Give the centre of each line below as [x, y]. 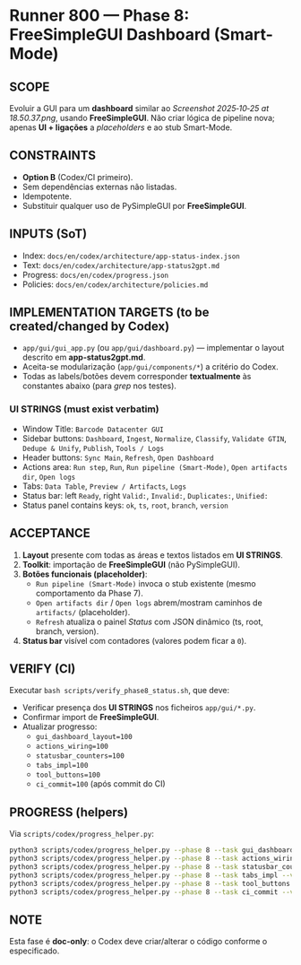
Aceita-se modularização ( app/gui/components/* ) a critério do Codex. [150, 367]
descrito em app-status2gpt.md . [84, 357]
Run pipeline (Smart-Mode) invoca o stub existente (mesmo [146, 583]
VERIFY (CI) [43, 669]
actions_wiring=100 [72, 747]
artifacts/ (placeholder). [83, 612]
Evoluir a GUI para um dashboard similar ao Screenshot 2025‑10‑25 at [139, 108]
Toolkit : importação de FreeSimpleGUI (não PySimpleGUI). [131, 564]
